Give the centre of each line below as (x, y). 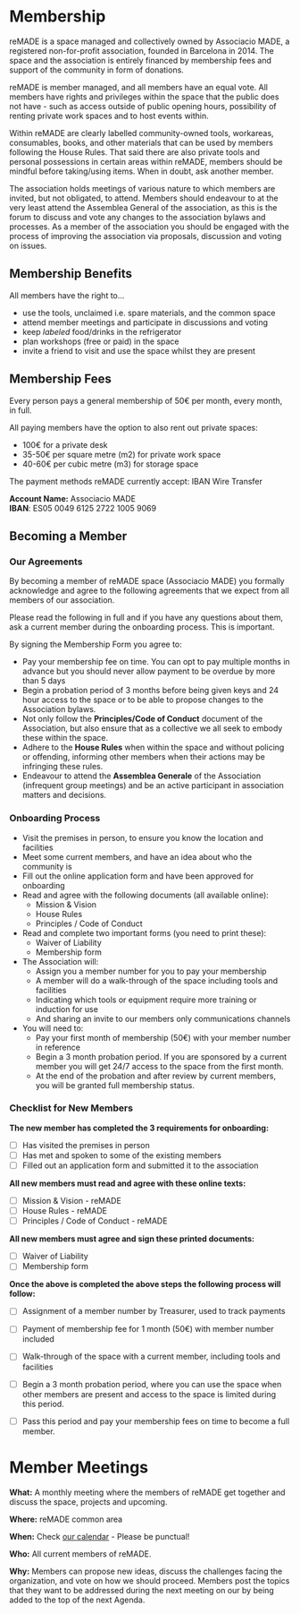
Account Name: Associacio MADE (73, 498)
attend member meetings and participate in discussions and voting (145, 322)
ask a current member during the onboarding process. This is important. (142, 627)
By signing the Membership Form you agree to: (96, 644)
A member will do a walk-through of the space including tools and (157, 980)
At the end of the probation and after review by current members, (156, 1076)
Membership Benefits (71, 274)
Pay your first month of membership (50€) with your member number (163, 1037)
